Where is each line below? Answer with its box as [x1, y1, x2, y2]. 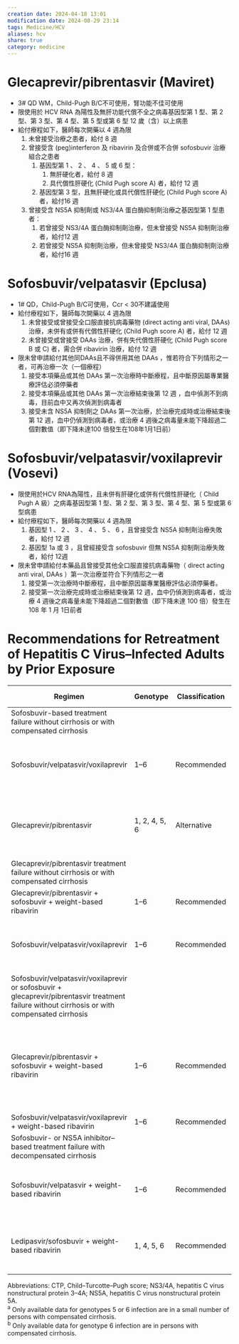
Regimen [53, 691, 85, 701]
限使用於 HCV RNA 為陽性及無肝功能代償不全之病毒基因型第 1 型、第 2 [17, 108, 224, 116]
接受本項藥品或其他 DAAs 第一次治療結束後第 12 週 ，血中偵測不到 [28, 389, 223, 398]
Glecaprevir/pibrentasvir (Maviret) [7, 74, 216, 91]
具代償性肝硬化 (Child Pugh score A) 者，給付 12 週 [49, 179, 199, 187]
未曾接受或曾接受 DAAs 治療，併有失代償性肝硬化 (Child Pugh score [28, 336, 228, 344]
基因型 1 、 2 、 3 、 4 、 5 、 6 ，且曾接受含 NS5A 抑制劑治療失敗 [28, 525, 223, 534]
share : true [7, 37, 43, 44]
